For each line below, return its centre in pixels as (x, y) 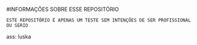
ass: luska (19, 37)
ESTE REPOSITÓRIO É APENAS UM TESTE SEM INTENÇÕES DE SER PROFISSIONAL (98, 20)
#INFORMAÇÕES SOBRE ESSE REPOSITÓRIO (63, 9)
